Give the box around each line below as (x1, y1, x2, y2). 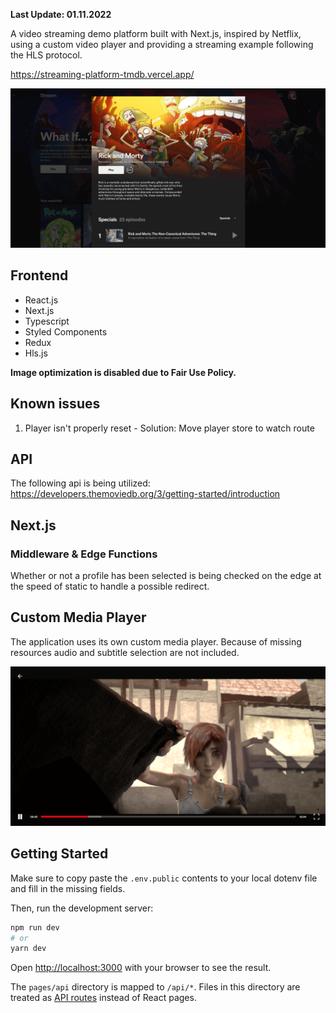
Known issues (10, 395, 101, 413)
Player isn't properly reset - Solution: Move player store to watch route (24, 422, 315, 434)
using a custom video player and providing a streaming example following (10, 39, 314, 50)
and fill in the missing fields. (10, 882, 126, 894)
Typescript (24, 315, 70, 327)
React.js (24, 294, 59, 306)
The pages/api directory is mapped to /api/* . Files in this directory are (10, 981, 301, 993)
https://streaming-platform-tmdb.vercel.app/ (10, 69, 195, 80)
